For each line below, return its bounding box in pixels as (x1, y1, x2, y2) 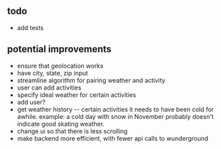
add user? (16, 98, 46, 106)
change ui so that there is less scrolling (16, 126, 128, 135)
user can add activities (16, 83, 82, 92)
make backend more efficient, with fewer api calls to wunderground (16, 134, 209, 142)
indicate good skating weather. (16, 120, 105, 128)
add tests (16, 23, 44, 31)
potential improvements (7, 44, 112, 55)
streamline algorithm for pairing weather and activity (16, 76, 166, 84)
